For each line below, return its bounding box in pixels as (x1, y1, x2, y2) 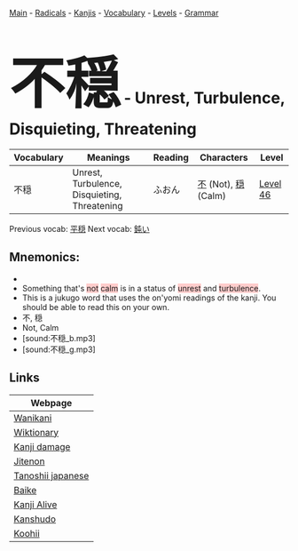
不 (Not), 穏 (197, 178, 245, 190)
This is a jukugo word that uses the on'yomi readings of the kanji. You (21, 292, 277, 303)
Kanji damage (13, 440, 71, 452)
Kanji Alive (13, 498, 58, 510)
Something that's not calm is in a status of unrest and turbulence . (21, 283, 262, 293)
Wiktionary (13, 426, 59, 438)
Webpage (30, 396, 73, 409)
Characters (199, 151, 248, 164)
